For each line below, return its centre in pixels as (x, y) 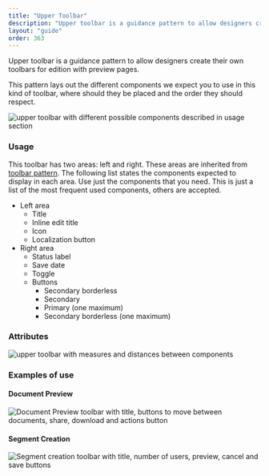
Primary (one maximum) (84, 307)
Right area (37, 248)
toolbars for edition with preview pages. (74, 70)
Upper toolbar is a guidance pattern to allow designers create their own (126, 61)
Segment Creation (39, 438)
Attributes (28, 337)
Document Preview (41, 394)
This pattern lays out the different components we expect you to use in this (132, 85)
